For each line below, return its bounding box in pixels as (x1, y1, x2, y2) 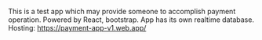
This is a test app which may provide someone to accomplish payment (8, 7, 236, 16)
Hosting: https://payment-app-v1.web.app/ (8, 24, 147, 32)
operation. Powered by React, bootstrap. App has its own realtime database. (8, 15, 255, 24)
